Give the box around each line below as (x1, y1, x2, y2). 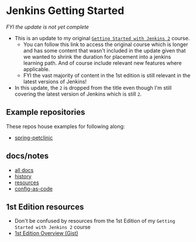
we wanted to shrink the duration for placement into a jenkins (23, 53, 171, 60)
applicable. (23, 65, 50, 72)
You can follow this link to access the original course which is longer (23, 41, 188, 48)
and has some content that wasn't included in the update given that (23, 47, 186, 54)
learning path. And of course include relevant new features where (23, 59, 182, 66)
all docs (14, 166, 34, 173)
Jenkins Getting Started (6, 4, 125, 17)
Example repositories (6, 107, 85, 117)
